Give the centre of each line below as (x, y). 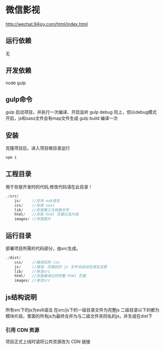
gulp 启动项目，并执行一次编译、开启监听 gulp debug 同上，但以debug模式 (81, 112)
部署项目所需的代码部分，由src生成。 (43, 248)
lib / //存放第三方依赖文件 (42, 210)
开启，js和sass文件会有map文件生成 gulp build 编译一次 (62, 118)
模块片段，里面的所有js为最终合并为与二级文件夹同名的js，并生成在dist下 (79, 316)
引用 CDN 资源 (23, 330)
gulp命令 (19, 99)
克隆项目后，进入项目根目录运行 (38, 148)
